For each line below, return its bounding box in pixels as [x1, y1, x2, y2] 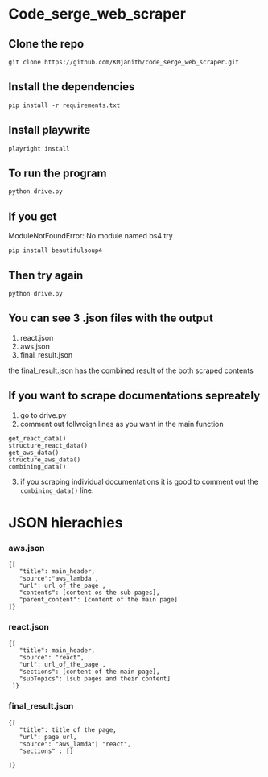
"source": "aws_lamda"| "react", [19, 740, 131, 748]
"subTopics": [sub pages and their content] [19, 675, 171, 683]
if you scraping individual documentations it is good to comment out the [19, 477, 259, 486]
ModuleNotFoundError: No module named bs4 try [8, 231, 173, 241]
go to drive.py [19, 410, 67, 419]
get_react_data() [8, 434, 67, 443]
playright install [8, 144, 70, 153]
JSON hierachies [8, 513, 123, 531]
